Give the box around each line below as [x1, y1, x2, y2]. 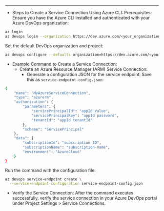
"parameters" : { [22, 104, 56, 109]
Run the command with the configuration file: [5, 167, 96, 173]
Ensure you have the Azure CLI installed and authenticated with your [12, 15, 150, 20]
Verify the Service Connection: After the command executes [12, 190, 133, 196]
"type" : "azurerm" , [14, 95, 54, 100]
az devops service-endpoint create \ [5, 176, 82, 182]
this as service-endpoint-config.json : [26, 77, 104, 82]
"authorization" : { [14, 99, 54, 105]
